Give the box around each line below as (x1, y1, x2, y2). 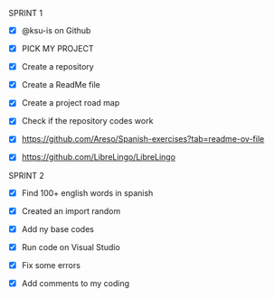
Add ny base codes (21, 223, 94, 234)
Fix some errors (21, 259, 80, 270)
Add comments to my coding (21, 277, 130, 288)
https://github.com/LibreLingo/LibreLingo (21, 152, 176, 163)
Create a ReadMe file (21, 79, 100, 90)
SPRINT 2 (8, 170, 44, 181)
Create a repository (21, 61, 94, 72)
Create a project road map (21, 98, 120, 108)
